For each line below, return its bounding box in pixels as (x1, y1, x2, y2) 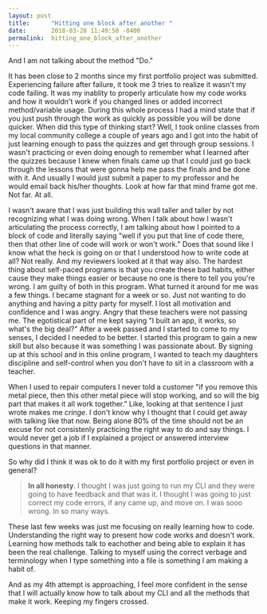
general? (8, 465, 37, 475)
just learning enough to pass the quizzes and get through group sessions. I (8, 139, 254, 149)
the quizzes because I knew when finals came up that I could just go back (8, 156, 251, 166)
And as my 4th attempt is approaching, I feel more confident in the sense (8, 580, 248, 589)
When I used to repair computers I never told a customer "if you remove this (8, 382, 257, 392)
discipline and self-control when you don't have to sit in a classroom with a (8, 358, 254, 368)
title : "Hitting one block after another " (8, 19, 173, 27)
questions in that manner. (8, 442, 92, 451)
